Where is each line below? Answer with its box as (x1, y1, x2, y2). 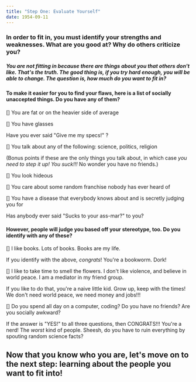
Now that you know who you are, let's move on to (6, 350, 189, 360)
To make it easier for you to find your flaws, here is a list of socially (6, 90, 171, 97)
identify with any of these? (6, 232, 73, 239)
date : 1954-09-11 (6, 14, 49, 20)
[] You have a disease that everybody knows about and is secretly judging (6, 195, 184, 202)
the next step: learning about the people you (6, 359, 171, 369)
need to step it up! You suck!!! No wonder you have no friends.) (6, 161, 159, 168)
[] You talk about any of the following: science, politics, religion (6, 143, 158, 150)
